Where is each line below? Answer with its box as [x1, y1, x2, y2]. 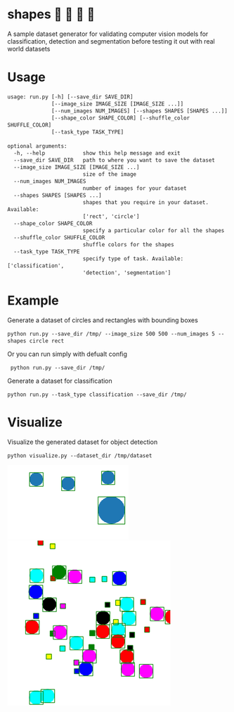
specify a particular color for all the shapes [82, 227, 225, 234]
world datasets [7, 44, 51, 53]
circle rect [29, 337, 65, 344]
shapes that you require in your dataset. [82, 198, 209, 206]
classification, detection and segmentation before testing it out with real [7, 37, 216, 45]
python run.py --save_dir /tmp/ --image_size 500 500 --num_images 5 [7, 330, 216, 337]
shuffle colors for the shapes [82, 241, 174, 248]
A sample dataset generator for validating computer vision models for [7, 30, 209, 38]
